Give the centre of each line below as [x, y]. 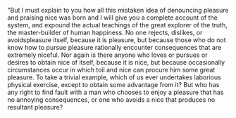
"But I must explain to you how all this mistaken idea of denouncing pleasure [118, 10]
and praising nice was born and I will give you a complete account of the [113, 18]
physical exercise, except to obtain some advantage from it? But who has [113, 85]
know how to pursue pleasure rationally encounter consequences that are [114, 47]
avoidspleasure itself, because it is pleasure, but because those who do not [117, 40]
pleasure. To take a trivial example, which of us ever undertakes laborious [114, 77]
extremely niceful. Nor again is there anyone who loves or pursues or [107, 55]
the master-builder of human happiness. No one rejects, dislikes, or [105, 32]
